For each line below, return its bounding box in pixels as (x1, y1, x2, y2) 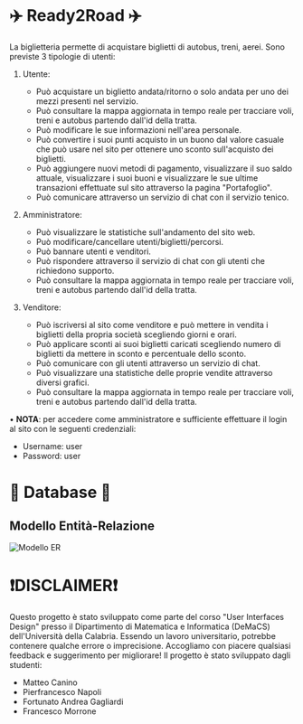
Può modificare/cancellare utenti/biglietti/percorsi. (35, 236, 224, 247)
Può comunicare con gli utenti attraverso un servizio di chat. (35, 357, 260, 369)
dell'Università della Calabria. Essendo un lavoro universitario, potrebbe (9, 630, 276, 641)
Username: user (22, 440, 83, 451)
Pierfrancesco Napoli (22, 686, 102, 697)
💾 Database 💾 (9, 483, 111, 503)
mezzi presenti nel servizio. (35, 95, 138, 107)
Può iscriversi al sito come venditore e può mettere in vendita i (35, 319, 269, 330)
